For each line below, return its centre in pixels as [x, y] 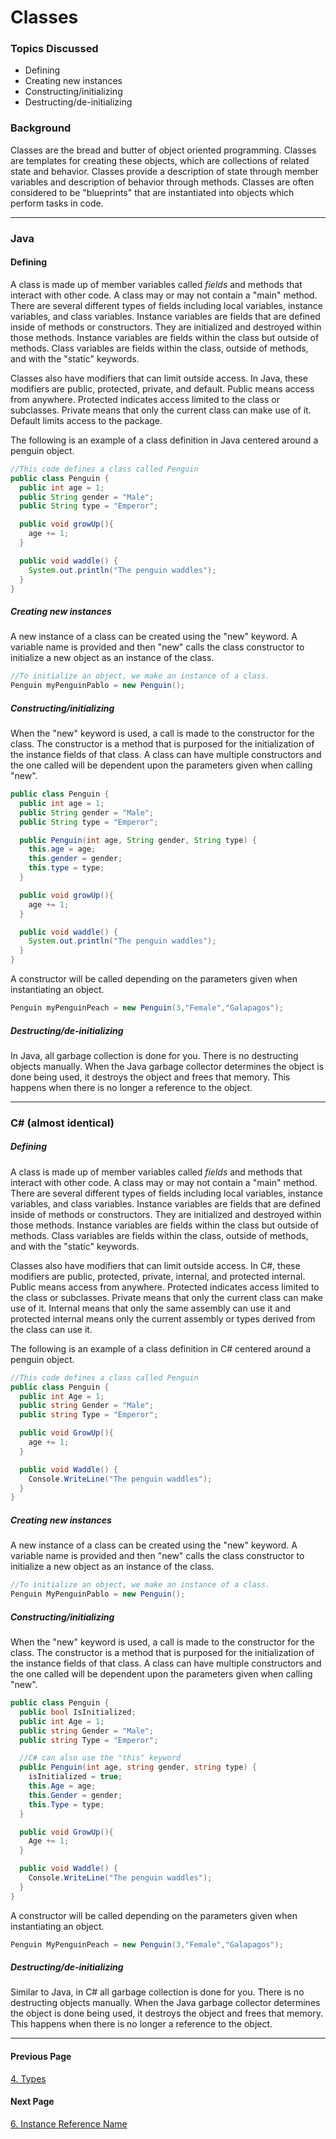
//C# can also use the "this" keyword [100, 1758]
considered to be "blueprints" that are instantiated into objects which [152, 192]
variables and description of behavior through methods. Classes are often [162, 182]
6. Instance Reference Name [69, 2123]
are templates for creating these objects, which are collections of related [160, 160]
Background [41, 128]
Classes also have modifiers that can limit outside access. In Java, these [159, 378]
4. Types [28, 2078]
